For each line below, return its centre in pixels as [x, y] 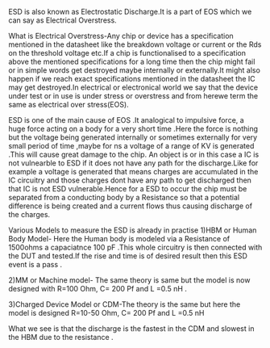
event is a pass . [35, 264]
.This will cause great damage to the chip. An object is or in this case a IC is [134, 154]
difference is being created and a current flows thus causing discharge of [130, 206]
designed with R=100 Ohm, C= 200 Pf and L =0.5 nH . [98, 289]
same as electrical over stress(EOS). [69, 105]
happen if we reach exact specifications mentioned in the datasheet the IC [132, 79]
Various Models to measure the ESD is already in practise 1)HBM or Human [133, 230]
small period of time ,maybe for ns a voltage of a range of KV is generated [131, 146]
